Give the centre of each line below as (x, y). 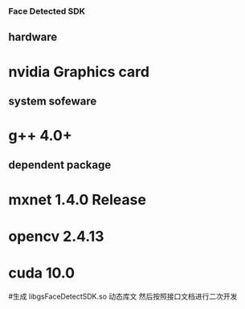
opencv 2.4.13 (56, 236)
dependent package (60, 165)
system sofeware (53, 101)
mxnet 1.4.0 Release (78, 199)
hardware (33, 37)
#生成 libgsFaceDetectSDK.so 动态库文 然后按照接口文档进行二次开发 (123, 296)
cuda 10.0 (41, 273)
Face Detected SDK (47, 11)
